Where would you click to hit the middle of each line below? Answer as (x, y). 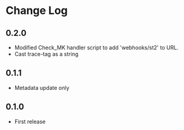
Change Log (37, 11)
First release (30, 121)
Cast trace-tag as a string (46, 54)
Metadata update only (42, 87)
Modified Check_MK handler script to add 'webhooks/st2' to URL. (97, 47)
